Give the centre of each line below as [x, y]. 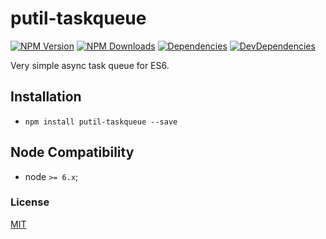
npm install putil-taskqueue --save [101, 122]
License [30, 202]
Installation [46, 97]
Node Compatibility [72, 152]
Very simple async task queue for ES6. [90, 65]
